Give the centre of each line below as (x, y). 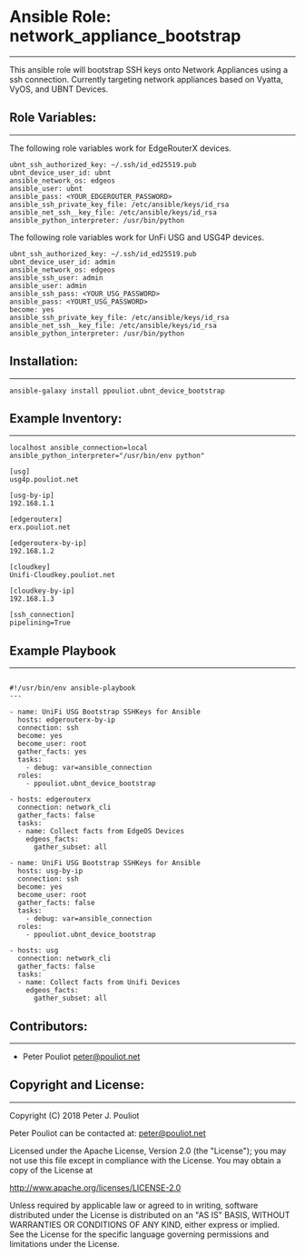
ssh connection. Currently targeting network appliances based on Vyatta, (147, 79)
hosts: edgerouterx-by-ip (67, 720)
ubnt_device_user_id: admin (63, 262)
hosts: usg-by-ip (50, 871)
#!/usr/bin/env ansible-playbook (73, 688)
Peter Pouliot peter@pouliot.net (81, 1057)
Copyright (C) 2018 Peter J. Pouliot (74, 1115)
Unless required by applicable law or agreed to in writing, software (134, 1205)
